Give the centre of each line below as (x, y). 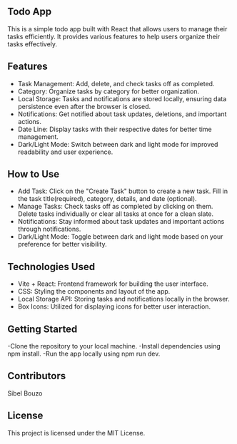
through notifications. (49, 229)
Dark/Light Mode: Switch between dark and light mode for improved (118, 144)
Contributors (37, 376)
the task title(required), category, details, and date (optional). (107, 199)
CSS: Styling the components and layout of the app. (94, 291)
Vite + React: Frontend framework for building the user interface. (113, 284)
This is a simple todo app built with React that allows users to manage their (117, 29)
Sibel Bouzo (25, 393)
